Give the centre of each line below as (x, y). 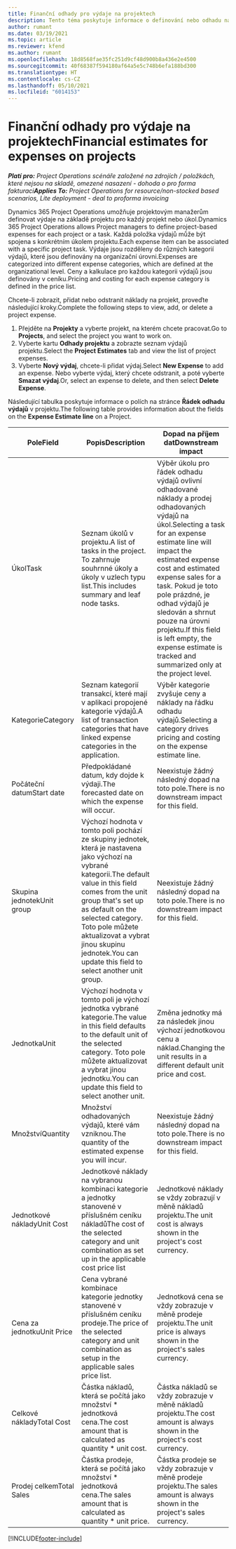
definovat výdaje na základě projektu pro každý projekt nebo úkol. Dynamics (117, 219)
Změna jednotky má (190, 1013)
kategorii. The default (115, 874)
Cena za (25, 1323)
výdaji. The (98, 784)
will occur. (98, 811)
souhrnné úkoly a (110, 569)
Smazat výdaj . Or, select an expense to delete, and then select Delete (118, 381)
